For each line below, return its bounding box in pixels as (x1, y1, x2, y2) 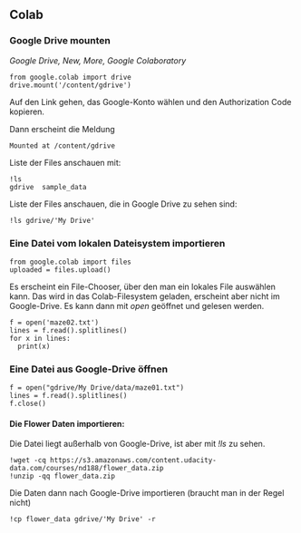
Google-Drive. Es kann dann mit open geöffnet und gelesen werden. (9, 300, 265, 311)
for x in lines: (9, 334, 71, 343)
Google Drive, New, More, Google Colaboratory (9, 54, 187, 66)
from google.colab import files (9, 257, 131, 266)
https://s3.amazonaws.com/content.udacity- (49, 456, 218, 465)
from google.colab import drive (9, 73, 131, 82)
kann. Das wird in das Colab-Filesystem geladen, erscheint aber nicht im (9, 290, 280, 302)
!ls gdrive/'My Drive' (9, 216, 95, 225)
